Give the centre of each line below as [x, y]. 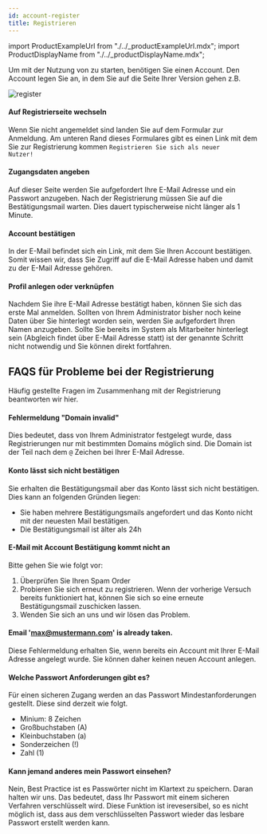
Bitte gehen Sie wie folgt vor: [56, 565]
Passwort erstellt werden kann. [59, 823]
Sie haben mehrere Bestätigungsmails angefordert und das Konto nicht [136, 512]
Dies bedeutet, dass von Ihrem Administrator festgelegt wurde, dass [120, 435]
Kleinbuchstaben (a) [53, 736]
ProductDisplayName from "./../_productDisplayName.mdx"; [106, 54]
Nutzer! [21, 154]
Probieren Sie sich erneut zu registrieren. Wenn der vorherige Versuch [135, 589]
